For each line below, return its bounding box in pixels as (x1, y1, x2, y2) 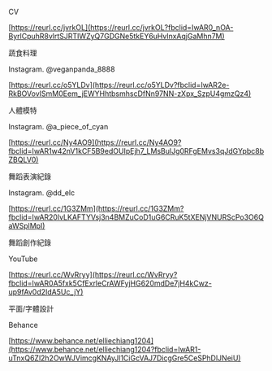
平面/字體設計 (8, 304, 54, 313)
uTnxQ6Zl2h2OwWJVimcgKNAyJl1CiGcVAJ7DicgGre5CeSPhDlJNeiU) (8, 353, 241, 363)
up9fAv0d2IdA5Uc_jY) (8, 287, 84, 296)
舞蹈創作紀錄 (8, 238, 51, 247)
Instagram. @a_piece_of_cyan (8, 122, 109, 131)
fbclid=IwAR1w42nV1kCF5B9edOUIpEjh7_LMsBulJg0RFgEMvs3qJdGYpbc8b (8, 146, 265, 155)
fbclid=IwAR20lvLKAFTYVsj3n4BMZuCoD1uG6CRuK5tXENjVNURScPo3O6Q (8, 212, 264, 222)
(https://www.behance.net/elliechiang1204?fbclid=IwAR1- (8, 345, 201, 354)
